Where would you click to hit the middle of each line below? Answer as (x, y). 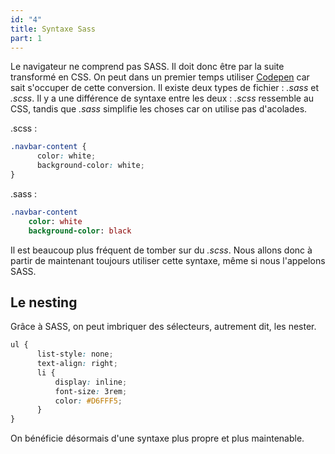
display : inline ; (91, 382)
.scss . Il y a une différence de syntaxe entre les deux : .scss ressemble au (162, 98)
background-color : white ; (90, 166)
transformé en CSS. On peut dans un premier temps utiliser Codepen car (160, 77)
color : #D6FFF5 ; (88, 401)
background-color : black (80, 231)
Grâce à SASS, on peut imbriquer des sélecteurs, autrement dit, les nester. (163, 327)
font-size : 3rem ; (91, 391)
